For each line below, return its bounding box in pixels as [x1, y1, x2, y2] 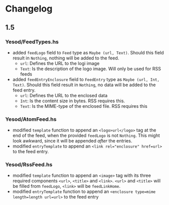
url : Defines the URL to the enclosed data [20, 92, 108, 98]
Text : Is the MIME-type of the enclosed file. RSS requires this [20, 103, 148, 109]
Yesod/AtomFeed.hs [5, 115, 57, 122]
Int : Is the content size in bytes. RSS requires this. [20, 98, 125, 104]
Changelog [5, 3, 53, 15]
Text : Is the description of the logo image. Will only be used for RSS [20, 65, 161, 72]
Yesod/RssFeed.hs [5, 161, 53, 168]
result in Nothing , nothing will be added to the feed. [12, 55, 119, 61]
